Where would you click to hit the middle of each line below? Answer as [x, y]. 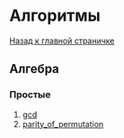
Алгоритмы [55, 16]
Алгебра [35, 69]
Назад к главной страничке [62, 41]
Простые [30, 95]
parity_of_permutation [63, 124]
